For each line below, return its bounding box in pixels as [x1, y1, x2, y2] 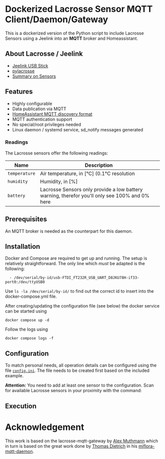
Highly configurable [12, 100, 53, 106]
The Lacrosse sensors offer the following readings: [5, 150, 109, 156]
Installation [5, 243, 40, 251]
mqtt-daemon [5, 448, 33, 454]
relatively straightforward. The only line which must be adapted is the [5, 261, 145, 267]
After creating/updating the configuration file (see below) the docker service [5, 303, 160, 309]
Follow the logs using [5, 326, 48, 333]
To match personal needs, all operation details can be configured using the [5, 363, 157, 368]
